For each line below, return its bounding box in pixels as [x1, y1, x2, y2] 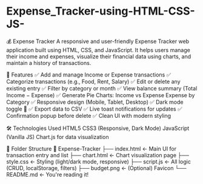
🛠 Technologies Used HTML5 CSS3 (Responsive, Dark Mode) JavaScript [6, 124, 190, 132]
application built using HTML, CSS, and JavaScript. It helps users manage [6, 46, 191, 53]
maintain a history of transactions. [6, 59, 92, 66]
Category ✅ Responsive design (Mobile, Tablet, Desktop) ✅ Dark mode [6, 98, 184, 106]
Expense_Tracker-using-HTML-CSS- [6, 4, 195, 18]
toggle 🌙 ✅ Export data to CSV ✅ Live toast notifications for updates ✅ [6, 105, 183, 112]
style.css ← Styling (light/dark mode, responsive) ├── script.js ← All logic [6, 158, 191, 165]
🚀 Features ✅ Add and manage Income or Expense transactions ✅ [6, 71, 171, 78]
